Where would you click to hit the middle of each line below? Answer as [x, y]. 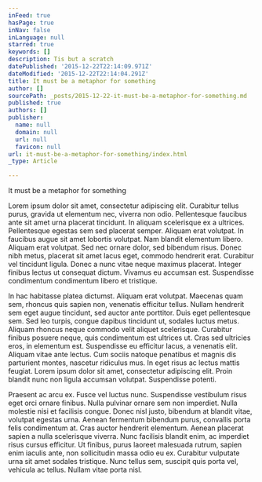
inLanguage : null [36, 37]
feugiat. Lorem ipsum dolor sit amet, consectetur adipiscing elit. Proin [120, 371]
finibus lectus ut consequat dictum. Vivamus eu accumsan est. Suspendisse [131, 272]
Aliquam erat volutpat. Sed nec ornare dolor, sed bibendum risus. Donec [125, 247]
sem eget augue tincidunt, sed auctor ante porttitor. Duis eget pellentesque [129, 313]
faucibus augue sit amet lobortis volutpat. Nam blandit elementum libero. [126, 239]
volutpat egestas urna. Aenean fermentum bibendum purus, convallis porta [129, 420]
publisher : [26, 118]
